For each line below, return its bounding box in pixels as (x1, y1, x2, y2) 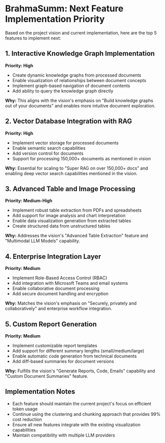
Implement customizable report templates (12, 343, 97, 349)
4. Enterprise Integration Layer (5, 252, 101, 261)
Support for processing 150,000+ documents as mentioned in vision (12, 155, 151, 161)
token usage (12, 406, 38, 412)
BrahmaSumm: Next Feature (5, 3, 124, 14)
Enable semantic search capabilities (12, 145, 85, 151)
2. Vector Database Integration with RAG (5, 117, 132, 126)
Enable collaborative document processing (12, 285, 100, 292)
